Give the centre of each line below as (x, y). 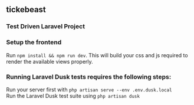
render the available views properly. (50, 61)
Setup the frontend (34, 42)
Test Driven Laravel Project (46, 27)
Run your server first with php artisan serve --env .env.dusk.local (89, 89)
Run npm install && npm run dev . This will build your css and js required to (97, 55)
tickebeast (26, 10)
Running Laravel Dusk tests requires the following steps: (89, 77)
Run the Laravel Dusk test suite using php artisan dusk (73, 96)
